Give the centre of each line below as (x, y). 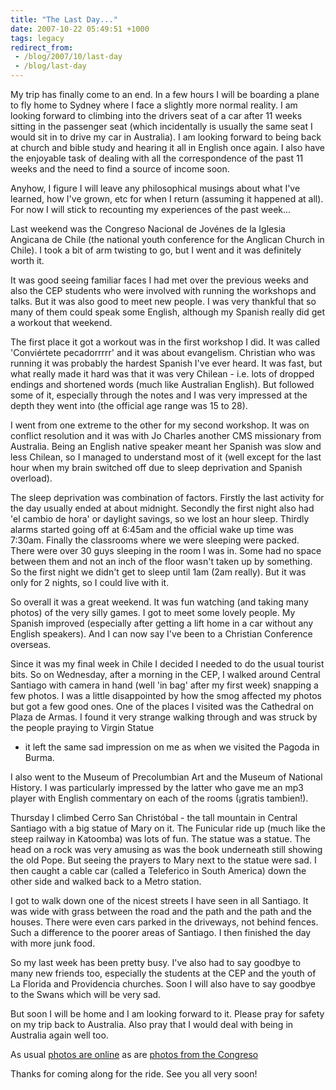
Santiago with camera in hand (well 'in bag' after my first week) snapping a (164, 685)
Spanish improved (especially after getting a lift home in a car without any (162, 623)
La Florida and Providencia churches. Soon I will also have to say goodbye (163, 984)
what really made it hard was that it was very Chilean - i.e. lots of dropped (162, 374)
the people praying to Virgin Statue (82, 727)
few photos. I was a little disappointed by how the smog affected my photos (166, 695)
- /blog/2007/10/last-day (68, 57)
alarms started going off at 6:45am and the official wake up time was (152, 529)
